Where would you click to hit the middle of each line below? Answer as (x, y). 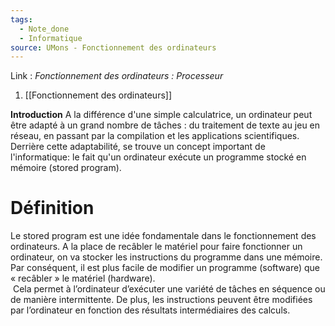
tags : (21, 19)
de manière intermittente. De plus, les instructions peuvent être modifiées (161, 300)
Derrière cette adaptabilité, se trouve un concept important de (138, 147)
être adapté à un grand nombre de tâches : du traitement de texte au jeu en (165, 125)
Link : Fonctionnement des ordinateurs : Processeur (117, 76)
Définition (52, 208)
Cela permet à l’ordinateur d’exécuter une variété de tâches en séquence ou (169, 289)
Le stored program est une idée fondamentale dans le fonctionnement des (163, 236)
